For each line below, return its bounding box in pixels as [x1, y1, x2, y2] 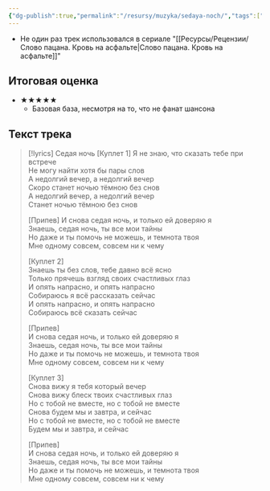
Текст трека [8, 127, 72, 141]
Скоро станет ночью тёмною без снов [27, 182, 161, 193]
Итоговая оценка [8, 74, 99, 88]
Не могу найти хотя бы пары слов [27, 166, 145, 175]
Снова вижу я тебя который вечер [27, 382, 147, 391]
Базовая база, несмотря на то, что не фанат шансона [31, 104, 215, 113]
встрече [27, 158, 57, 167]
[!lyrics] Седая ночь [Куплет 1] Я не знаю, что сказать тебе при [27, 149, 243, 158]
